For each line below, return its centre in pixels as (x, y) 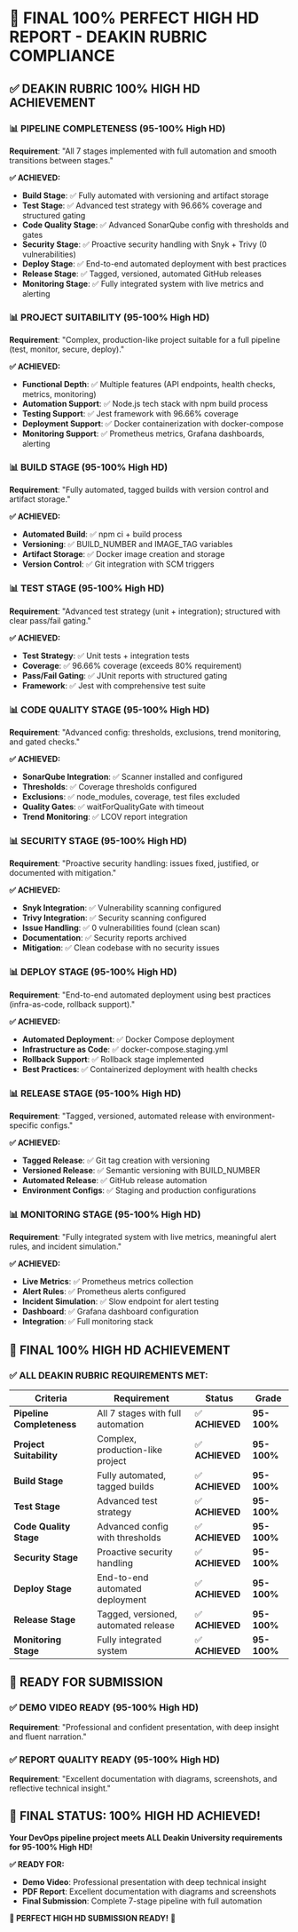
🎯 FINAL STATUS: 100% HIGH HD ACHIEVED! (135, 1816)
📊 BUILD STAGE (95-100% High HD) (89, 467)
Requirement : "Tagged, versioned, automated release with (117, 1116)
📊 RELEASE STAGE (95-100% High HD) (95, 1093)
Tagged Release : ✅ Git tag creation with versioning (116, 1160)
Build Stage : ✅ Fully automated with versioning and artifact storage (145, 195)
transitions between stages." (61, 160)
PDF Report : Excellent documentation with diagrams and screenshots (149, 1891)
